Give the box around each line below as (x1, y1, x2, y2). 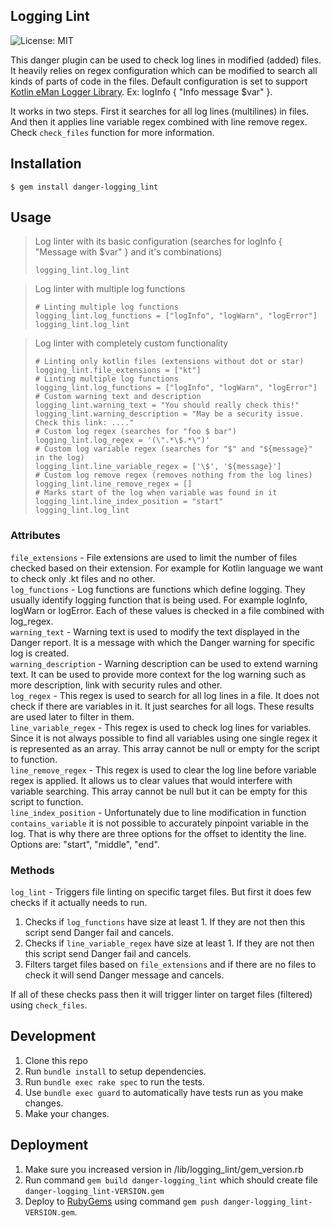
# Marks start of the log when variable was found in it (34, 488, 278, 498)
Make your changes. (24, 1107, 110, 1119)
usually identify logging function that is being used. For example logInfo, (10, 594, 308, 606)
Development (10, 1028, 97, 1045)
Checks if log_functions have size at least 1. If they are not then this (24, 916, 306, 928)
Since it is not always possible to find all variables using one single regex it (10, 732, 318, 744)
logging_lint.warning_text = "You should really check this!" (34, 400, 300, 411)
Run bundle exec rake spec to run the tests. (24, 1075, 205, 1088)
